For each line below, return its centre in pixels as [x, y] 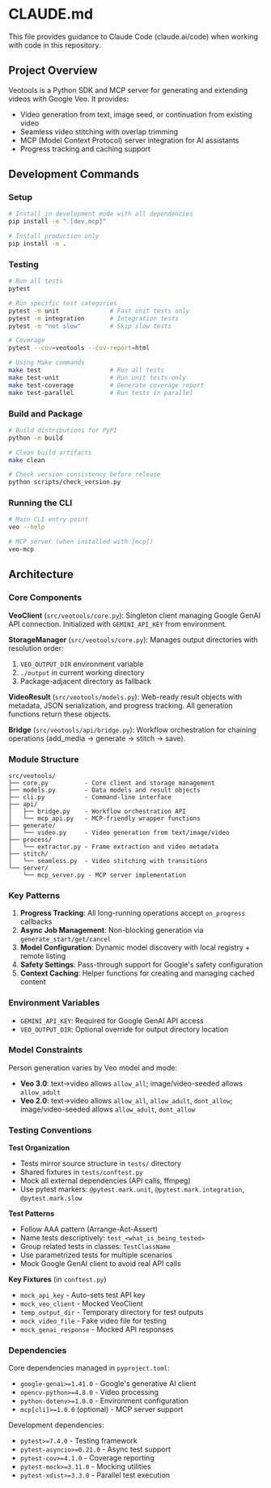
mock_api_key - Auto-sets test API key [83, 1295]
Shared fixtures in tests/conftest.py [81, 1172]
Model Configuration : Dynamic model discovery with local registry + [135, 947]
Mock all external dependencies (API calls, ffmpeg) [106, 1181]
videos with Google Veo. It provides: [69, 99]
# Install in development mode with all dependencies [101, 214]
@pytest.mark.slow [51, 1199]
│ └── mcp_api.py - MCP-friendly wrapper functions [104, 818]
